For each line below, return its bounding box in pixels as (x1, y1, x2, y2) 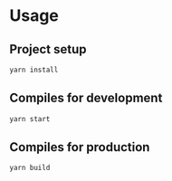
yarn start (9, 114, 51, 123)
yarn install (9, 65, 59, 74)
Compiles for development (9, 90, 163, 106)
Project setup (9, 42, 88, 57)
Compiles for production (9, 139, 150, 155)
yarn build (9, 164, 51, 173)
